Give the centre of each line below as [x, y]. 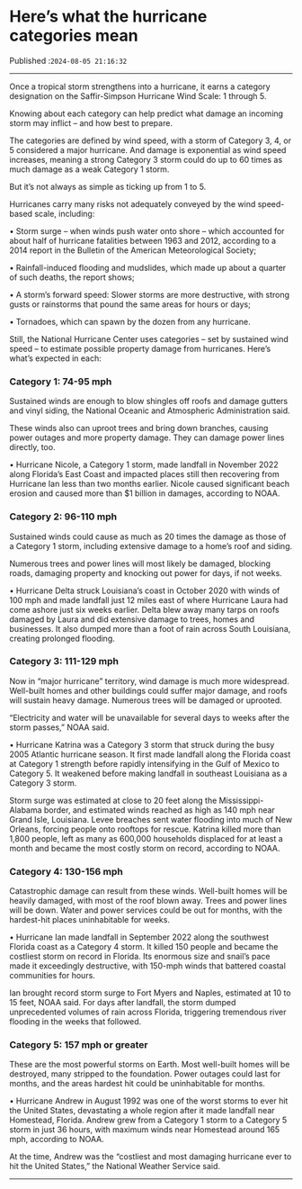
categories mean [74, 36]
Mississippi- [241, 800]
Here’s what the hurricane [108, 17]
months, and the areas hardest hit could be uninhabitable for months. [137, 1084]
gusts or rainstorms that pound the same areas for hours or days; [130, 304]
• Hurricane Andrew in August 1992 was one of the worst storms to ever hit [149, 1101]
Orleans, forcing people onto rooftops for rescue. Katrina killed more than [145, 829]
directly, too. [32, 447]
